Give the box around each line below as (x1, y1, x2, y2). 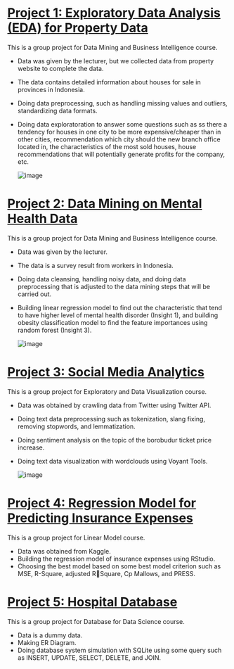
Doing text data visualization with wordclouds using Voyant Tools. (17, 457, 208, 465)
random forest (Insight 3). (17, 326, 92, 334)
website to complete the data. (17, 64, 104, 72)
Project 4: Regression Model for (7, 495, 197, 511)
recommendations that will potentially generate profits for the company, (17, 150, 225, 158)
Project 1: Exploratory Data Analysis (7, 5, 221, 21)
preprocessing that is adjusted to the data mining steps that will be (17, 282, 211, 291)
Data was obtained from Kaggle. (17, 547, 111, 555)
